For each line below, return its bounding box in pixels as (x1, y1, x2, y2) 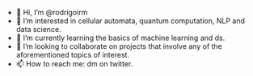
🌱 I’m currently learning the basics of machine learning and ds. (15, 33, 226, 42)
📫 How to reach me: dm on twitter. (15, 59, 133, 68)
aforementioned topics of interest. (15, 50, 130, 59)
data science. (15, 25, 62, 34)
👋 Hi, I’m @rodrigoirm (15, 8, 88, 17)
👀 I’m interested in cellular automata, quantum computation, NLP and (15, 16, 245, 26)
